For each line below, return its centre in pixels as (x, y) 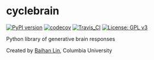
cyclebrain (33, 11)
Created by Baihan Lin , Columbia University (59, 50)
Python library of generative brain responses (61, 39)
